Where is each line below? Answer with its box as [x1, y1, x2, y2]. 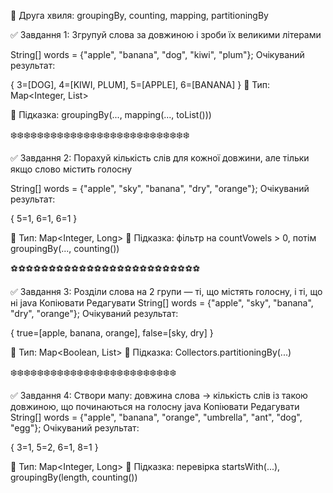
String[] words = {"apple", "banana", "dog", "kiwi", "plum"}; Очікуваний [10, 49, 305, 60]
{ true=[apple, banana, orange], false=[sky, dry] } [10, 327, 214, 339]
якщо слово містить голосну [10, 163, 133, 175]
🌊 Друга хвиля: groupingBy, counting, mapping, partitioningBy [10, 10, 269, 21]
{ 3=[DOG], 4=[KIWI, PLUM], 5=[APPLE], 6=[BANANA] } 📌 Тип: [10, 79, 271, 90]
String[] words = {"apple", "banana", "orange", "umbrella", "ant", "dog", [10, 411, 303, 423]
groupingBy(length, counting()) [10, 471, 138, 483]
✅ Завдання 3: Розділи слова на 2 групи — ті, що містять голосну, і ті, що [10, 286, 323, 297]
